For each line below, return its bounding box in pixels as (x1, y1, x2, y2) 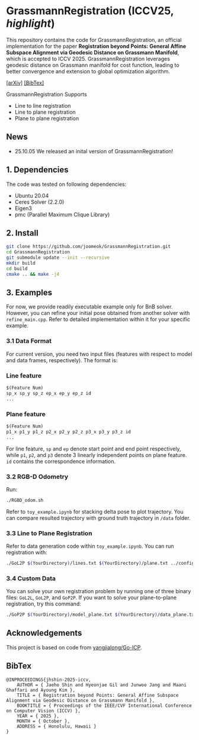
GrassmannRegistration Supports (6, 91, 87, 98)
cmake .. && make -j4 (6, 271, 60, 277)
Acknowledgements (6, 628, 82, 638)
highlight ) (6, 17, 55, 30)
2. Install (6, 228, 38, 238)
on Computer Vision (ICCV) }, (6, 707, 81, 714)
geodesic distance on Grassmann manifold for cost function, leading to (6, 61, 179, 69)
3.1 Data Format (6, 337, 52, 345)
